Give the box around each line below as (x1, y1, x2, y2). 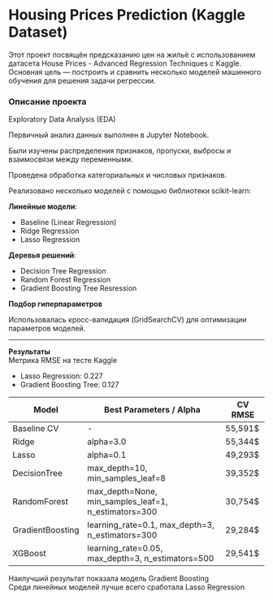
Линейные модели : (8, 201, 78, 212)
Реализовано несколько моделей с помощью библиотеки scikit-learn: (8, 186, 252, 196)
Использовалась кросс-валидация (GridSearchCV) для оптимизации (8, 315, 247, 325)
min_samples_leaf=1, (87, 496, 168, 507)
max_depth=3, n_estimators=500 (87, 553, 214, 564)
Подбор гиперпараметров (8, 299, 103, 309)
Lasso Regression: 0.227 (19, 371, 103, 381)
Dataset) (8, 23, 68, 41)
